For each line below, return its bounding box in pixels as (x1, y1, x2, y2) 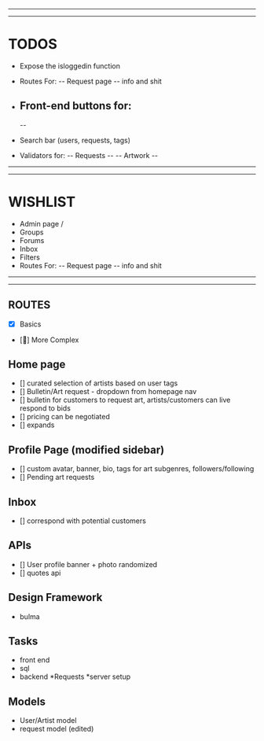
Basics (19, 319, 42, 329)
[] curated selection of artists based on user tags (19, 378, 178, 388)
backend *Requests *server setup (19, 672, 131, 681)
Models (8, 695, 46, 708)
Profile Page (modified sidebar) (8, 443, 165, 456)
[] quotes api (19, 568, 61, 577)
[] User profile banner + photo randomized (19, 559, 158, 569)
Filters (19, 253, 41, 262)
